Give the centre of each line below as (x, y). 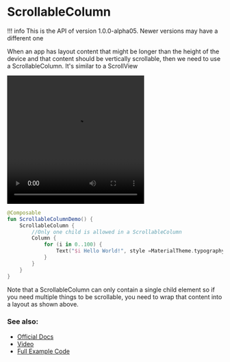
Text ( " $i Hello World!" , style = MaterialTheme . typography (140, 251)
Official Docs (35, 337)
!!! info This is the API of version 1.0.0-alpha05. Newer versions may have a (113, 31)
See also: (23, 322)
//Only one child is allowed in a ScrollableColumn (107, 232)
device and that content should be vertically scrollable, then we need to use (114, 58)
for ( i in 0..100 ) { (73, 245)
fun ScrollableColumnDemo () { (50, 219)
